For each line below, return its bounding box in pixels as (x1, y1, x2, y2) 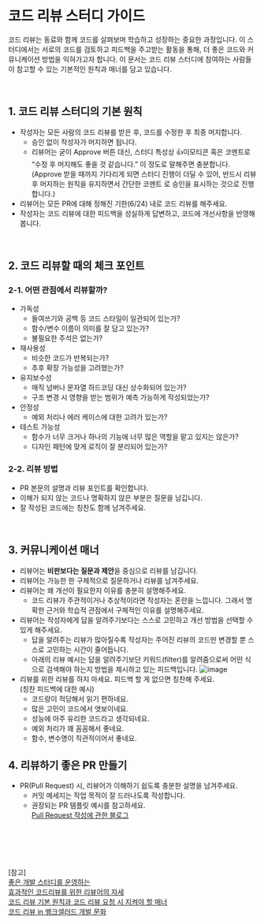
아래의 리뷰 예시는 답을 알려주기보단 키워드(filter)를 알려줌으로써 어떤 (31, 654, 244, 664)
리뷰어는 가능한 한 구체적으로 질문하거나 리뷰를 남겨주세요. (19, 576, 199, 585)
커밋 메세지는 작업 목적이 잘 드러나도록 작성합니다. (31, 791, 185, 800)
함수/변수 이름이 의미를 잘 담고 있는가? (31, 324, 150, 333)
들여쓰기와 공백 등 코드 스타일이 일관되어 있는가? (31, 314, 180, 323)
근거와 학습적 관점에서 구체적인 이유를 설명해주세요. (46, 605, 205, 615)
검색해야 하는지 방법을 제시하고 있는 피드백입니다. (46, 664, 199, 674)
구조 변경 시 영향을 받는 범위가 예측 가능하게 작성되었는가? (31, 393, 210, 402)
